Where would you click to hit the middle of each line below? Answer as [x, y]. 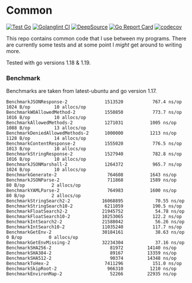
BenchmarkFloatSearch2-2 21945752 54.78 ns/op [95, 212]
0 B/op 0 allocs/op [42, 238]
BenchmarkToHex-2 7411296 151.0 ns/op [94, 264]
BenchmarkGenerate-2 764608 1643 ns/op [92, 175]
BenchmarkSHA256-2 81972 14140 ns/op [92, 248]
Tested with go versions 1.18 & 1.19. [48, 63]
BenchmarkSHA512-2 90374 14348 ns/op [92, 259]
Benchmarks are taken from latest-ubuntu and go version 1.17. [82, 91]
